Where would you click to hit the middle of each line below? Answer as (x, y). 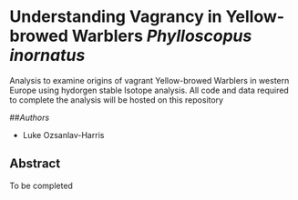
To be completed (41, 185)
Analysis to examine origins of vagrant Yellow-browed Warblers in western (149, 80)
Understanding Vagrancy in (116, 17)
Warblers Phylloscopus (162, 36)
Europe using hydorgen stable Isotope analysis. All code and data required (149, 90)
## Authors (30, 117)
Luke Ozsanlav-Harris (63, 135)
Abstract (35, 164)
